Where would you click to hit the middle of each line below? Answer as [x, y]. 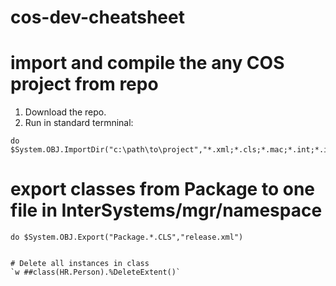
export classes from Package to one [162, 189]
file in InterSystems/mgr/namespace [166, 210]
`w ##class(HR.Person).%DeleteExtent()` [96, 272]
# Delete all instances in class [80, 264]
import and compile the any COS [147, 63]
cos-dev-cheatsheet [97, 17]
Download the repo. [65, 112]
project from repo [84, 84]
